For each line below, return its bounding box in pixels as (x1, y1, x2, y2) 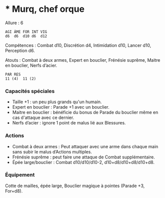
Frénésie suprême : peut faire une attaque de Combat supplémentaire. (12, 154, 155, 160)
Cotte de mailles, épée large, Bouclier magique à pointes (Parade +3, (5, 183, 145, 189)
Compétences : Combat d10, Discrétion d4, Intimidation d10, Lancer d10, (5, 42, 151, 48)
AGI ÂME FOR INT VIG (5, 29, 48, 34)
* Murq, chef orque (5, 3, 85, 15)
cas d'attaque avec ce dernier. (12, 115, 74, 120)
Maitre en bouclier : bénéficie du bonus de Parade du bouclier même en (12, 110, 159, 116)
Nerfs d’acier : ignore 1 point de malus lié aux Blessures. (12, 120, 126, 126)
